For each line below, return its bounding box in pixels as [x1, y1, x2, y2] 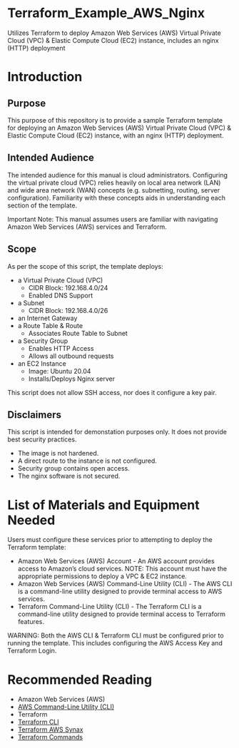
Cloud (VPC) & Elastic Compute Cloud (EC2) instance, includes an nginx [7, 36, 219, 44]
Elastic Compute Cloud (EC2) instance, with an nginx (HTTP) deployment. [7, 130, 224, 140]
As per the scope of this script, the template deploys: [7, 262, 164, 270]
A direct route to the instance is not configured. [17, 456, 157, 465]
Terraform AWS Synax [17, 725, 83, 734]
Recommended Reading [7, 672, 152, 687]
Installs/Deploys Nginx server [28, 374, 116, 383]
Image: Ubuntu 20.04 [28, 367, 91, 375]
